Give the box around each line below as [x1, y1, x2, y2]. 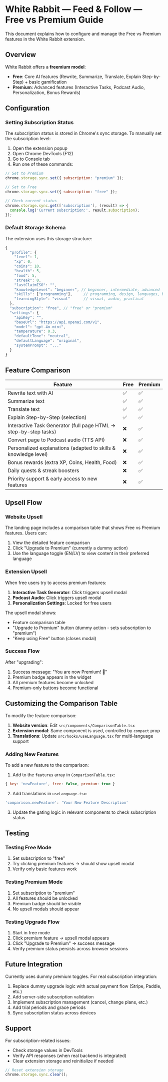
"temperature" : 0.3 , [14, 329, 57, 334]
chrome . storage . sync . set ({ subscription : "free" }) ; [5, 189, 117, 195]
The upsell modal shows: [5, 610, 56, 616]
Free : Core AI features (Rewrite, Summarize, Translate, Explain [12, 74, 141, 80]
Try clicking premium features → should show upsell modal [12, 861, 134, 867]
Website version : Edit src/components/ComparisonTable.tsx [12, 722, 135, 728]
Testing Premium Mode [5, 878, 63, 885]
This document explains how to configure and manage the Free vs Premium [5, 31, 161, 37]
